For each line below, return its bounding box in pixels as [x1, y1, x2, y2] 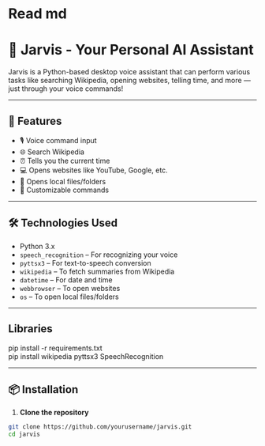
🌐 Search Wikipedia [19, 147, 85, 157]
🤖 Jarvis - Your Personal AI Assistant [8, 41, 254, 59]
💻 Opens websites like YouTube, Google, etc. [19, 165, 168, 175]
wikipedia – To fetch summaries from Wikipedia [19, 266, 175, 276]
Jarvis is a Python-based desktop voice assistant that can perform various [8, 67, 251, 77]
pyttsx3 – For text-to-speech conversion [19, 258, 151, 267]
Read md [8, 5, 67, 23]
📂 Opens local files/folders [19, 176, 106, 186]
